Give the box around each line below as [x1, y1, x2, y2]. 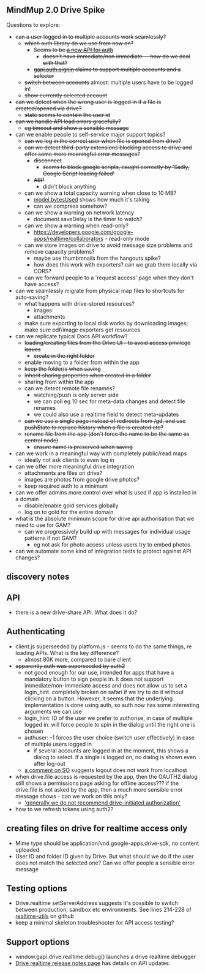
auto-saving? [15, 293, 49, 301]
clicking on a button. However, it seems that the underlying [24, 695, 173, 702]
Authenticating [6, 626, 65, 637]
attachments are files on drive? [24, 469, 103, 477]
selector [33, 72, 54, 79]
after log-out [33, 760, 65, 767]
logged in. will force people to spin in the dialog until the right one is [24, 721, 196, 728]
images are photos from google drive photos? [24, 475, 140, 483]
